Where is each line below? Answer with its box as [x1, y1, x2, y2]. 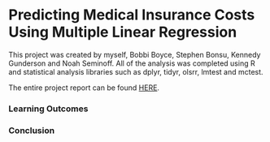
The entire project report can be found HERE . [8, 83, 160, 93]
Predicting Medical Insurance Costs [8, 6, 255, 24]
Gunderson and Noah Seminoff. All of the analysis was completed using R [8, 58, 255, 68]
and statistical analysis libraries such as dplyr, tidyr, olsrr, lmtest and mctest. [8, 67, 263, 76]
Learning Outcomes [8, 103, 89, 114]
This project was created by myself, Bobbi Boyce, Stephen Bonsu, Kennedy [8, 49, 261, 59]
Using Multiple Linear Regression [8, 23, 237, 41]
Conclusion [8, 124, 55, 136]
